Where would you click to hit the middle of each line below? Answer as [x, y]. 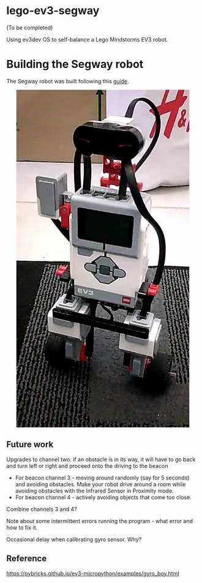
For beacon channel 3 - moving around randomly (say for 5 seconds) [102, 478]
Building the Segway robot [75, 64]
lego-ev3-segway [53, 11]
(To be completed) [30, 28]
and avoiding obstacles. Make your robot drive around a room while [100, 484]
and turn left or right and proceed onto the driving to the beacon [87, 465]
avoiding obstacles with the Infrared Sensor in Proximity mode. [94, 491]
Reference [27, 559]
